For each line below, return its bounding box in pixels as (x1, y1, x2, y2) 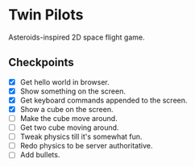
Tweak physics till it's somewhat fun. (19, 132, 143, 142)
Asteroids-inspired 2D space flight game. (8, 32, 145, 42)
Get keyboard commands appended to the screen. (19, 95, 188, 105)
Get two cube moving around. (19, 123, 119, 132)
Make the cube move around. (19, 114, 118, 123)
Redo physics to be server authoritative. (19, 141, 153, 151)
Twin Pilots (8, 6, 84, 24)
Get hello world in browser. (19, 77, 110, 86)
